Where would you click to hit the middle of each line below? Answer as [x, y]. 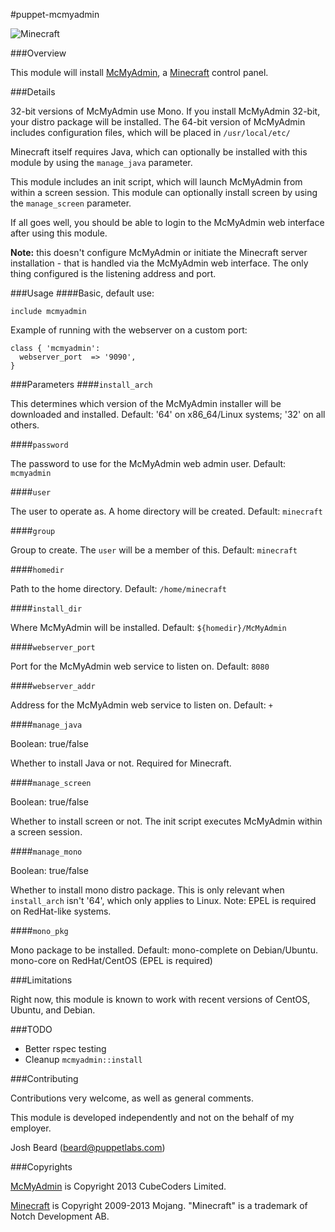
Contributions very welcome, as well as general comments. [132, 1098]
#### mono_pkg [39, 930]
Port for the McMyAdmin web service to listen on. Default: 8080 [140, 666]
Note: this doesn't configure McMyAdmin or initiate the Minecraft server [159, 252]
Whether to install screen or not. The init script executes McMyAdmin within [166, 821]
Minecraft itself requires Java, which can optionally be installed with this [159, 152]
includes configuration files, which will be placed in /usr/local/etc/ [150, 132]
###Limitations [41, 980]
